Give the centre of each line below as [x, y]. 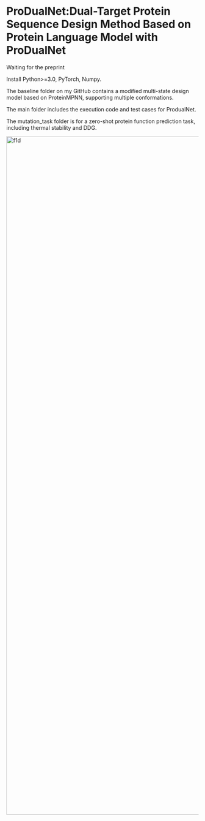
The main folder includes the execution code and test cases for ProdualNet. [101, 109]
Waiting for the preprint [36, 67]
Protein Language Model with [82, 37]
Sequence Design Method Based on [99, 24]
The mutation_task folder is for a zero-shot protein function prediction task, [101, 121]
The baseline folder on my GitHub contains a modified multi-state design [98, 91]
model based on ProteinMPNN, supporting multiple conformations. [90, 97]
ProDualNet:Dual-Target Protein [88, 11]
